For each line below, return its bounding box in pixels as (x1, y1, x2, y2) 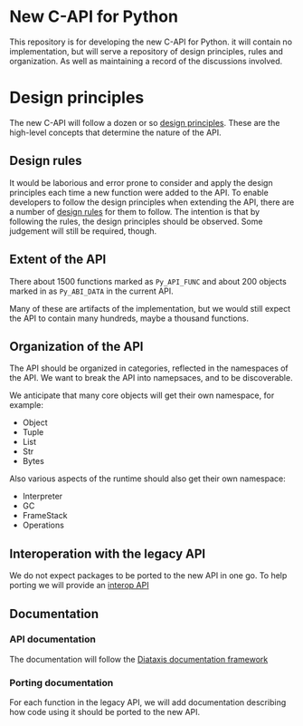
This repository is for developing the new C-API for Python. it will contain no (9, 36, 292, 47)
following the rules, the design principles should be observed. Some (9, 216, 263, 227)
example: (9, 400, 43, 411)
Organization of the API (9, 338, 144, 354)
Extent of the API (9, 252, 107, 267)
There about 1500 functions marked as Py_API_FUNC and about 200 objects (9, 276, 287, 286)
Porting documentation (9, 676, 114, 689)
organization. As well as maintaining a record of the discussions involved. (9, 55, 283, 66)
